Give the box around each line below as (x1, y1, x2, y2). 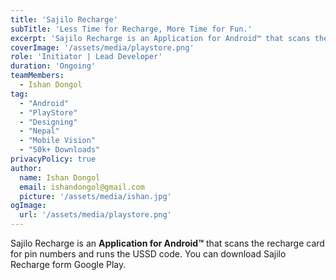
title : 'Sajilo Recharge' (10, 14, 118, 25)
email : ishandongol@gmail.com (19, 182, 145, 192)
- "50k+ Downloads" (19, 145, 101, 155)
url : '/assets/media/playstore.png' (19, 210, 172, 220)
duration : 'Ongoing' (10, 61, 97, 71)
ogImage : (10, 201, 47, 211)
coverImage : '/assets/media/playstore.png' (10, 42, 195, 53)
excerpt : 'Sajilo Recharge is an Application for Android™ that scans (10, 33, 311, 43)
